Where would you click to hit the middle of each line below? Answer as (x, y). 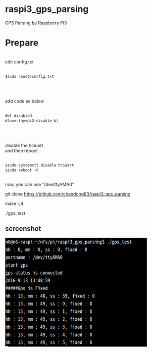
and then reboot (22, 151)
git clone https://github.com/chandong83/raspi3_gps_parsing (68, 194)
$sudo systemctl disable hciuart (40, 165)
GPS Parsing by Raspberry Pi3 (36, 23)
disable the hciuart (24, 145)
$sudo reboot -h (22, 170)
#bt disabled (19, 116)
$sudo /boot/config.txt (30, 76)
